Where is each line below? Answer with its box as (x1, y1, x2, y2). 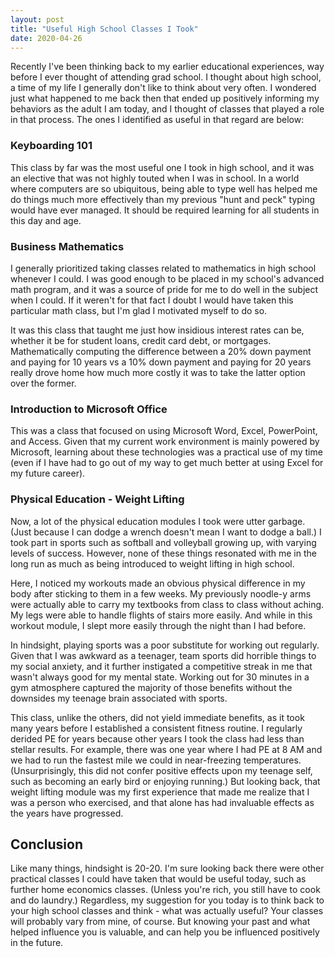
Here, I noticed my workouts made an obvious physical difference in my (10, 577, 306, 589)
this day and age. (10, 214, 82, 226)
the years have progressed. (10, 807, 124, 819)
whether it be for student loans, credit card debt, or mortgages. (10, 334, 272, 346)
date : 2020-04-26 (10, 33, 83, 43)
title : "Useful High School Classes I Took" (10, 24, 199, 34)
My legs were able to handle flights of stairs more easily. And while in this (10, 609, 313, 621)
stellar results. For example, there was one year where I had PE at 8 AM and (10, 743, 323, 755)
